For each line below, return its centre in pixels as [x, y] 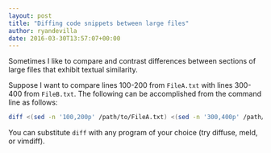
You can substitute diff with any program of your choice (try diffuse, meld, [133, 133]
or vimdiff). [27, 141]
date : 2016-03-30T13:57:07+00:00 [65, 38]
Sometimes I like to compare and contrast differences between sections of [132, 61]
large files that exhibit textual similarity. [73, 70]
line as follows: [33, 102]
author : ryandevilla [43, 31]
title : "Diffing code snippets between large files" [99, 23]
